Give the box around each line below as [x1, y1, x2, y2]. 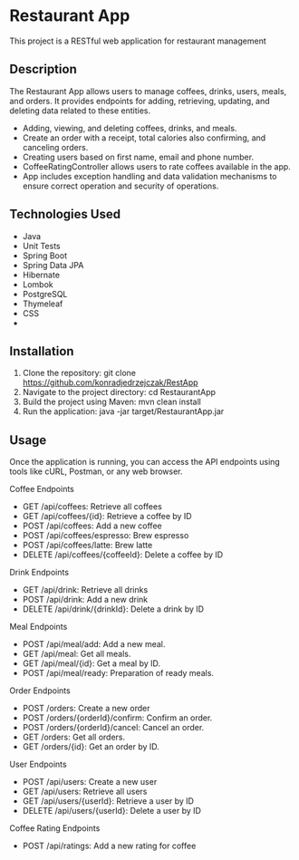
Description [9, 62, 77, 77]
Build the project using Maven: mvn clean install [22, 396, 201, 408]
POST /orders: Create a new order [22, 703, 150, 714]
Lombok [22, 278, 54, 290]
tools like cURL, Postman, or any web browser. [9, 466, 183, 477]
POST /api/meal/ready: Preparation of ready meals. [22, 668, 215, 679]
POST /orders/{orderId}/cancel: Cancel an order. [22, 722, 205, 733]
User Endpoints [9, 759, 67, 770]
